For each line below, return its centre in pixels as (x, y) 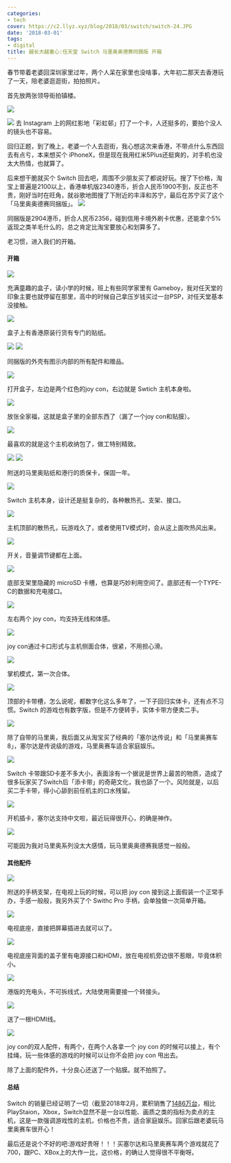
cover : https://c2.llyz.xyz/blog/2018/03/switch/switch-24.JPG (100, 26)
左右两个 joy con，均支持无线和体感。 (60, 619)
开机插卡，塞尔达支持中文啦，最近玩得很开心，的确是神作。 (91, 818)
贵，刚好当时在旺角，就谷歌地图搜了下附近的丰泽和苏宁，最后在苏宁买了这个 (115, 195)
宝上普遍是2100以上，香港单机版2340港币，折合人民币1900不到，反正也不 (113, 186)
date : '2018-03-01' (35, 33)
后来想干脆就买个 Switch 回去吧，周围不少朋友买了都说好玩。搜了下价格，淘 (115, 178)
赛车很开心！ (37, 1129)
